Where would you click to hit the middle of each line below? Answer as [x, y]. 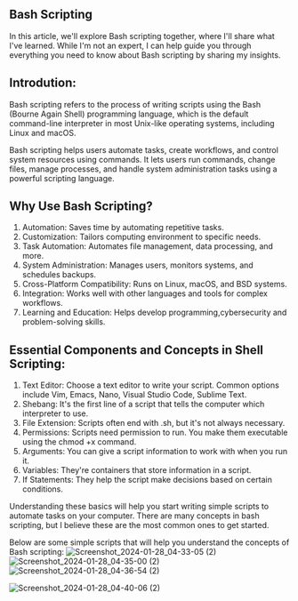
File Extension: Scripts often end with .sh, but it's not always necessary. [153, 423]
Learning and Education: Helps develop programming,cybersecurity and [154, 313]
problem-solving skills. [64, 322]
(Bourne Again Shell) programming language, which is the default [129, 114]
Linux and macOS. [43, 132]
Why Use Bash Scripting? [81, 207]
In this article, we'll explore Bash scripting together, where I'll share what [142, 36]
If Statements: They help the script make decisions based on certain [147, 480]
